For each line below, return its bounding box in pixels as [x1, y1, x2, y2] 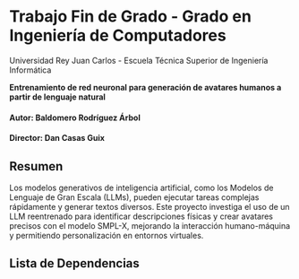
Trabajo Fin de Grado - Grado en [9, 6, 252, 27]
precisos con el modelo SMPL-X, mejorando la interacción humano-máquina [9, 220, 291, 231]
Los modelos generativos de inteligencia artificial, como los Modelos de [9, 182, 274, 193]
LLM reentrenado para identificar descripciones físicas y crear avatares [9, 211, 273, 222]
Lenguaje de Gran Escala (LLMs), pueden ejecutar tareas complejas [9, 191, 260, 203]
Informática [9, 65, 52, 75]
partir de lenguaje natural [9, 92, 106, 102]
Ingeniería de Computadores [9, 25, 226, 46]
